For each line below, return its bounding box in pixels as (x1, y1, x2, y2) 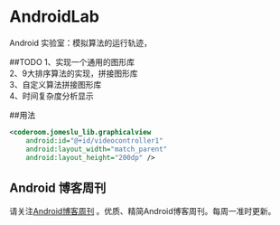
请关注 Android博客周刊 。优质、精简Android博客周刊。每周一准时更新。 (9, 206, 276, 217)
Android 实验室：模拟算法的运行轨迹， (9, 37, 152, 48)
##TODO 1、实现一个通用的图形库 (9, 56, 135, 67)
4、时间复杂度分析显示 (9, 90, 95, 101)
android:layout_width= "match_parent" (25, 145, 168, 154)
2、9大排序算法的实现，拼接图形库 (9, 68, 138, 79)
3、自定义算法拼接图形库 (9, 79, 102, 89)
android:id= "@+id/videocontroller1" (25, 136, 164, 145)
